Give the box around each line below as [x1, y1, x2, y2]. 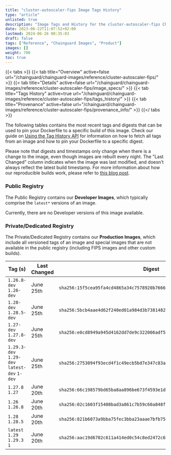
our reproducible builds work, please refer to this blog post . [5, 170, 130, 176]
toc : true [5, 55, 26, 60]
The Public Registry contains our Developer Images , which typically [5, 194, 149, 200]
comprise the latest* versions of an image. [5, 199, 97, 206]
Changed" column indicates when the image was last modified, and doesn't [5, 159, 164, 165]
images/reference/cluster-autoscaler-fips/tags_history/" [5, 96, 123, 102]
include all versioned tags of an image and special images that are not [5, 239, 152, 245]
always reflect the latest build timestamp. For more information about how [5, 164, 160, 171]
